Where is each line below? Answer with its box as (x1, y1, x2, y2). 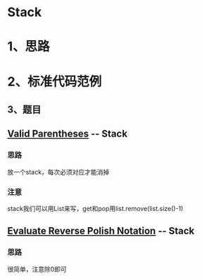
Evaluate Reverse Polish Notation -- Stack (7, 225, 195, 237)
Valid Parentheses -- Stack (7, 128, 128, 140)
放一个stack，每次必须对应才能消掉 (7, 167, 110, 176)
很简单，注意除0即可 (7, 265, 67, 273)
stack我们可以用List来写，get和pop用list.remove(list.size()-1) (7, 204, 184, 212)
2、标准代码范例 (7, 73, 102, 89)
